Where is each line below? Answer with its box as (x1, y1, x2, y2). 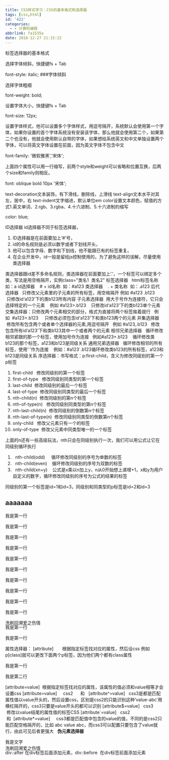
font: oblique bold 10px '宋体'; (5, 180, 67, 186)
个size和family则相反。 (5, 169, 53, 175)
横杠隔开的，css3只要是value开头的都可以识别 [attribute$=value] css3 (5, 703, 153, 709)
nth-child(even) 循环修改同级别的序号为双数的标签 (15, 460, 123, 466)
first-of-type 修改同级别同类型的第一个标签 (12, 376, 104, 382)
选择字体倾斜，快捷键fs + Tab (5, 60, 66, 67)
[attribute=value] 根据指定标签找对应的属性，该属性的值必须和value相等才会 (5, 684, 163, 690)
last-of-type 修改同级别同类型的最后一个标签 (12, 389, 107, 395)
